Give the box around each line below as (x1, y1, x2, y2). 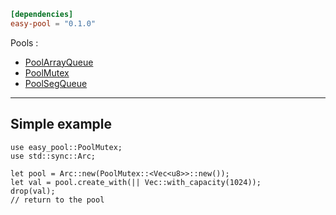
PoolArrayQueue (24, 56, 94, 68)
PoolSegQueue (24, 77, 88, 89)
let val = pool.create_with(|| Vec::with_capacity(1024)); (10, 177, 262, 187)
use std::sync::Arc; (10, 151, 97, 161)
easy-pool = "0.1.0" (10, 18, 97, 29)
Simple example (10, 116, 113, 133)
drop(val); (10, 186, 56, 196)
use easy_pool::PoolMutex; (10, 142, 123, 152)
